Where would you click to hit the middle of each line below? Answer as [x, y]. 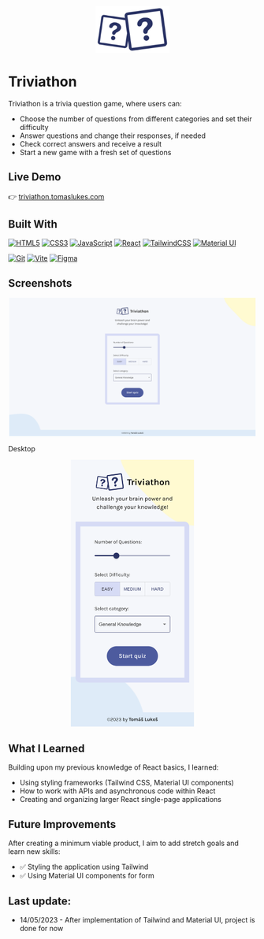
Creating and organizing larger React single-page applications [121, 800]
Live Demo [35, 177]
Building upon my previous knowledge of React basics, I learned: [113, 767]
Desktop [22, 449]
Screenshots [40, 283]
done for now [41, 929]
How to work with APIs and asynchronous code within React [117, 791]
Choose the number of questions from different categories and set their [136, 119]
